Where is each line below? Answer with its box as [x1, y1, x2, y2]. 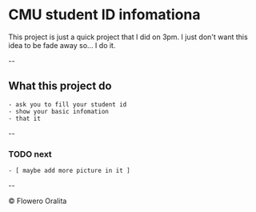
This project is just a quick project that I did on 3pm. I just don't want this [8, 32, 248, 42]
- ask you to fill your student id [8, 100, 127, 109]
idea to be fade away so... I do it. [8, 40, 116, 50]
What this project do [8, 79, 112, 93]
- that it [8, 114, 42, 122]
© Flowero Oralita [8, 196, 67, 206]
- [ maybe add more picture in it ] [8, 166, 130, 175]
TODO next [8, 148, 52, 159]
